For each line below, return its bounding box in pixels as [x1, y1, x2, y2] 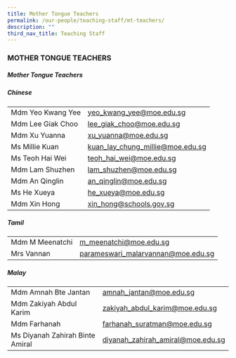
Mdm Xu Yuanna [11, 130, 65, 140]
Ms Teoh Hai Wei [11, 153, 67, 162]
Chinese [7, 89, 32, 97]
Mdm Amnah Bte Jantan [11, 288, 91, 298]
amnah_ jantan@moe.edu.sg [102, 288, 195, 298]
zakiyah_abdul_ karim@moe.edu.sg [102, 303, 218, 313]
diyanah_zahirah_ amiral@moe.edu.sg [102, 335, 225, 345]
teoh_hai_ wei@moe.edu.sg [87, 153, 176, 162]
